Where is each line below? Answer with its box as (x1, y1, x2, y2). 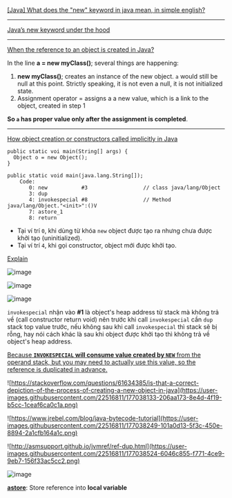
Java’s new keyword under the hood (7, 26, 110, 34)
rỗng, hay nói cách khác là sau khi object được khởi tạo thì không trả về (7, 330, 211, 338)
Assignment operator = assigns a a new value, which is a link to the (17, 94, 209, 102)
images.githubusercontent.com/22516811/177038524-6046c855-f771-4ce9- (7, 450, 225, 457)
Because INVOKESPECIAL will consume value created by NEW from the (7, 351, 202, 359)
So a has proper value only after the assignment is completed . (7, 115, 188, 123)
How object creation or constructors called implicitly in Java (7, 135, 178, 143)
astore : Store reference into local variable (7, 484, 128, 492)
